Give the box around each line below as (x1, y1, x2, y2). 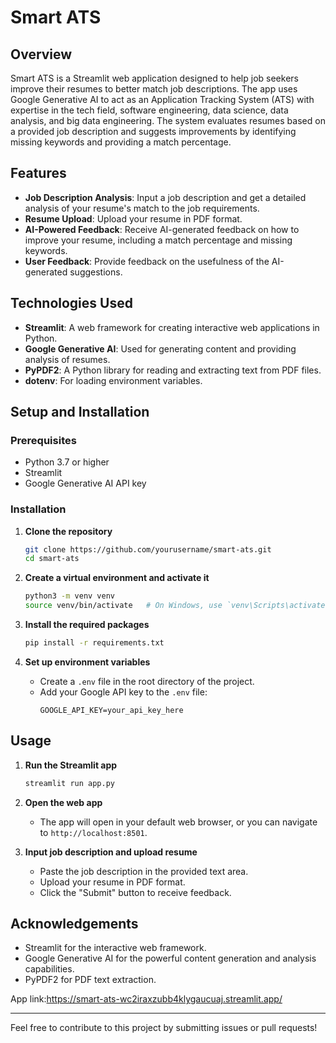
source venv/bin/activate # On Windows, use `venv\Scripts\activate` (24, 601, 330, 611)
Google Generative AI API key (24, 477, 147, 490)
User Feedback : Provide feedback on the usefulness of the (24, 255, 270, 267)
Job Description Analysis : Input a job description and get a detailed (24, 191, 307, 203)
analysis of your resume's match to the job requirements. (24, 202, 260, 214)
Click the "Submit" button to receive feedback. (39, 886, 232, 898)
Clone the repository (24, 525, 113, 537)
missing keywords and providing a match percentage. (10, 136, 232, 148)
